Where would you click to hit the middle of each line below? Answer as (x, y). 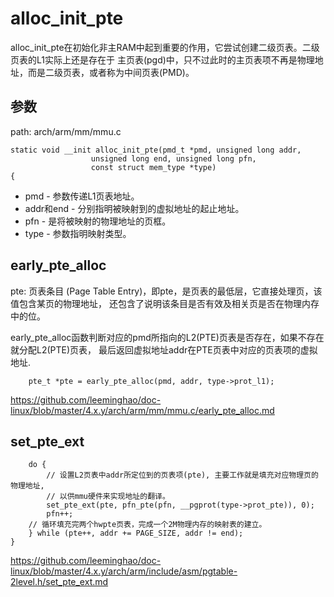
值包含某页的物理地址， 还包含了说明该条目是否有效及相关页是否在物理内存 (165, 303)
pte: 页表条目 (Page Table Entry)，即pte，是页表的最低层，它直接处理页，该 (166, 291)
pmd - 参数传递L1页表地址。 (82, 196)
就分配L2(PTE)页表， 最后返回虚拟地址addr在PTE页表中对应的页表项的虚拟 (164, 349)
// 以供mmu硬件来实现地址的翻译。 (108, 497)
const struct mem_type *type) (153, 167)
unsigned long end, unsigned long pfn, (173, 158)
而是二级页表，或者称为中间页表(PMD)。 (111, 72)
